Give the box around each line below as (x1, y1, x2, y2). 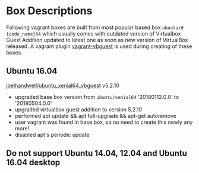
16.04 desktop (6, 158, 61, 168)
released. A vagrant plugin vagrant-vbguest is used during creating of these (6, 43, 192, 50)
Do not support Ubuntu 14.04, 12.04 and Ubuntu (6, 148, 187, 158)
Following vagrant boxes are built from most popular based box (6, 24, 162, 31)
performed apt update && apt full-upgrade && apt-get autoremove (14, 112, 176, 119)
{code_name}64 (6, 31, 42, 37)
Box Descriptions (6, 4, 93, 18)
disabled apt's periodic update (14, 131, 90, 138)
